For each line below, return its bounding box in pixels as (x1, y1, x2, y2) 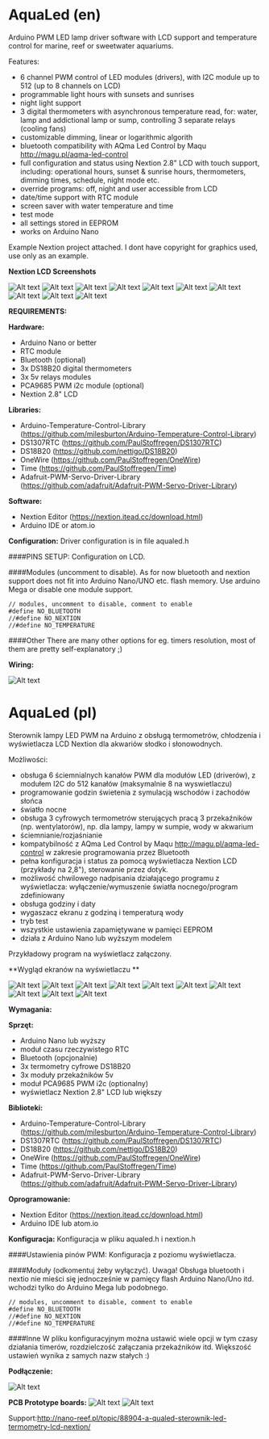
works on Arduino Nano (19, 226, 99, 236)
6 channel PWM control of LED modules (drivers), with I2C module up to (19, 72, 260, 82)
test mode (19, 209, 54, 219)
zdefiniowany (19, 890, 65, 900)
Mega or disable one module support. (8, 584, 134, 594)
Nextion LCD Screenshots (8, 266, 97, 276)
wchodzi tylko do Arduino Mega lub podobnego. (8, 1282, 169, 1292)
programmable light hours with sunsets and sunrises (19, 89, 195, 99)
